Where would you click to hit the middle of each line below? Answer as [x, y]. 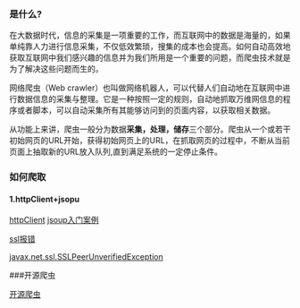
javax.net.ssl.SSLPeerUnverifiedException [86, 257]
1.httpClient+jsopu [45, 199]
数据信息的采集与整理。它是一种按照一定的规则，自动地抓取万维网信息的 [150, 99]
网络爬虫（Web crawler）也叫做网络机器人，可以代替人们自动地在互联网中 [146, 88]
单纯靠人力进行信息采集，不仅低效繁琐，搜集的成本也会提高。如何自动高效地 [150, 47]
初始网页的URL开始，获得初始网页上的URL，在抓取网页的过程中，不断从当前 [150, 141]
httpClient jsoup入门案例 [54, 220]
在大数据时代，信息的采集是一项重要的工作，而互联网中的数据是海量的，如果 [150, 35]
